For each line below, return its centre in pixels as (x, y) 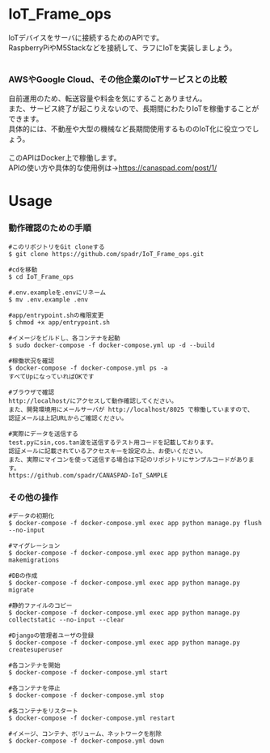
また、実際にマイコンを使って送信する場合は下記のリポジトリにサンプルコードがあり (129, 460)
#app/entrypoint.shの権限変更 (56, 315)
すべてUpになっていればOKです (51, 376)
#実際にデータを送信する (43, 434)
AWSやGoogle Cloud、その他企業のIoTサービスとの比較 (118, 79)
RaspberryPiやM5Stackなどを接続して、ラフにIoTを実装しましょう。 (122, 47)
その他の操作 (34, 497)
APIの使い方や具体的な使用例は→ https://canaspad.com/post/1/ (113, 168)
